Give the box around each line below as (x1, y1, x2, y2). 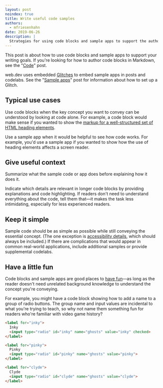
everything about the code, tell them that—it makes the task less (5, 196, 134, 202)
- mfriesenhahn (9, 25, 40, 30)
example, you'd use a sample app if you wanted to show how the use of (5, 139, 149, 145)
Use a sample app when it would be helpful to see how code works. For (5, 134, 148, 140)
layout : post (5, 7, 32, 12)
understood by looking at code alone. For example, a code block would (5, 114, 147, 120)
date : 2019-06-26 (5, 30, 40, 34)
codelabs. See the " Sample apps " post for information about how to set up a (5, 77, 158, 83)
